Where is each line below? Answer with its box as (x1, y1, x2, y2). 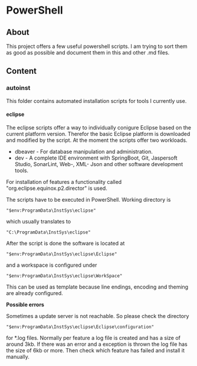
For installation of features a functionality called (6, 178, 122, 185)
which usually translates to (6, 218, 71, 225)
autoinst (6, 84, 31, 92)
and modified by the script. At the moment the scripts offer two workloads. (6, 137, 188, 144)
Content (6, 66, 37, 76)
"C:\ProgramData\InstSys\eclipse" (6, 229, 91, 235)
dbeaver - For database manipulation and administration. (14, 148, 153, 155)
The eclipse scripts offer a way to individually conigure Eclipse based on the (6, 124, 192, 131)
